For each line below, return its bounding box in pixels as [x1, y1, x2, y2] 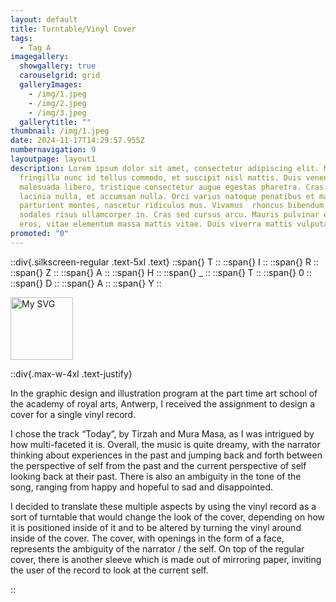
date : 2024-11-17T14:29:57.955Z [10, 136, 145, 146]
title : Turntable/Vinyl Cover [10, 24, 137, 34]
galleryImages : [19, 80, 83, 90]
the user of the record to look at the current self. [10, 564, 209, 576]
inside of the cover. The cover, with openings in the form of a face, [10, 532, 285, 544]
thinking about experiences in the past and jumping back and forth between [10, 449, 323, 461]
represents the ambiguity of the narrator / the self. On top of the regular [10, 542, 305, 555]
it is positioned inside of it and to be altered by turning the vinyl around [10, 521, 302, 533]
